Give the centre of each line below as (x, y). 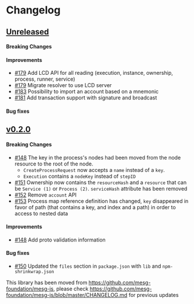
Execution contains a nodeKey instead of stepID (79, 176)
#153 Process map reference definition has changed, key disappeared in (101, 201)
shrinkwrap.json (34, 272)
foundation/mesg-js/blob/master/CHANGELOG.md (67, 295)
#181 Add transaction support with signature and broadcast (86, 98)
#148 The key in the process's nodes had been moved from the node (98, 157)
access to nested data (41, 213)
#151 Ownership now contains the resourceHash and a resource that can (101, 182)
